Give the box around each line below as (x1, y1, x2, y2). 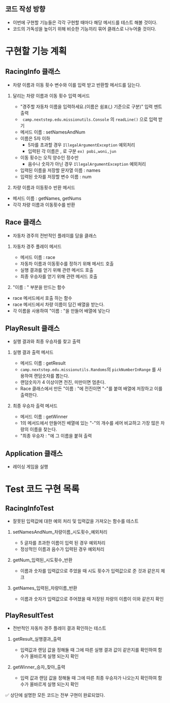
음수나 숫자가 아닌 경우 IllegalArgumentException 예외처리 (27, 161, 146, 167)
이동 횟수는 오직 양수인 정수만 (20, 154, 79, 161)
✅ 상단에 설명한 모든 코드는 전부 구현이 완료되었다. (5, 692, 105, 698)
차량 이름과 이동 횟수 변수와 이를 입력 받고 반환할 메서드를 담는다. (12, 82, 141, 88)
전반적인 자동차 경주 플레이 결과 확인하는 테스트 (12, 625, 107, 631)
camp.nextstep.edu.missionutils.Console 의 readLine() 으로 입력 (22, 116, 157, 122)
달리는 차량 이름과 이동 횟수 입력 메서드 (12, 92, 90, 98)
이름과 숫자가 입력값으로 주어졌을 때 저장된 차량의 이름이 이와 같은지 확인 (20, 596, 164, 602)
